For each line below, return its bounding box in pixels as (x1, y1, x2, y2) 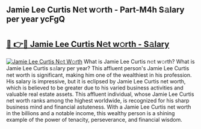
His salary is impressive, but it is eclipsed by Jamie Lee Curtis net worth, (6, 78, 186, 85)
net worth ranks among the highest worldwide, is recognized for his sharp (6, 97, 190, 104)
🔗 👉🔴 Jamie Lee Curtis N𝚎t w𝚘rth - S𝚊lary (6, 39, 170, 49)
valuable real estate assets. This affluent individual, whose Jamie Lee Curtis (6, 91, 194, 98)
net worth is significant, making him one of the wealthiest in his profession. (6, 71, 192, 79)
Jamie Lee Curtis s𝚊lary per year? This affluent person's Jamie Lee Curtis (6, 65, 190, 71)
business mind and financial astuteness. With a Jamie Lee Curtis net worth (6, 103, 191, 110)
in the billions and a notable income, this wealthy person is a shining (6, 110, 175, 116)
